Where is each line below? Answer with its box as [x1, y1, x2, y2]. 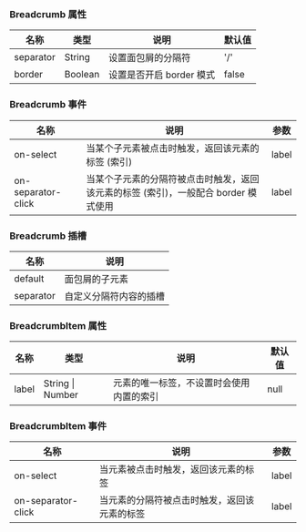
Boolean [64, 68, 100, 81]
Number [43, 389, 79, 402]
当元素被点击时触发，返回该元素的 [98, 463, 246, 476]
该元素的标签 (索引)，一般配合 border [86, 186, 246, 199]
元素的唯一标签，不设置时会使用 [112, 376, 250, 389]
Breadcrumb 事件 [9, 98, 87, 111]
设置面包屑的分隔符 [107, 52, 191, 65]
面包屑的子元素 [64, 272, 129, 285]
